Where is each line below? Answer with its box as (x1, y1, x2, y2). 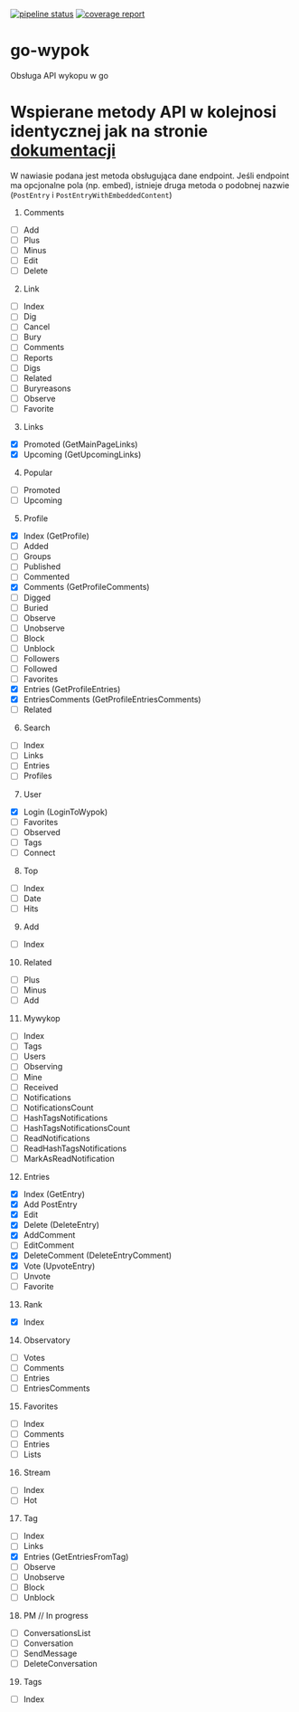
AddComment (23, 1230, 76, 1241)
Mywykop (23, 1013, 61, 1024)
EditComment (23, 1240, 75, 1251)
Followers (23, 652, 60, 664)
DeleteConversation (23, 1659, 98, 1669)
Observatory (23, 1335, 70, 1346)
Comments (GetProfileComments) (23, 582, 150, 593)
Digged (23, 592, 51, 603)
